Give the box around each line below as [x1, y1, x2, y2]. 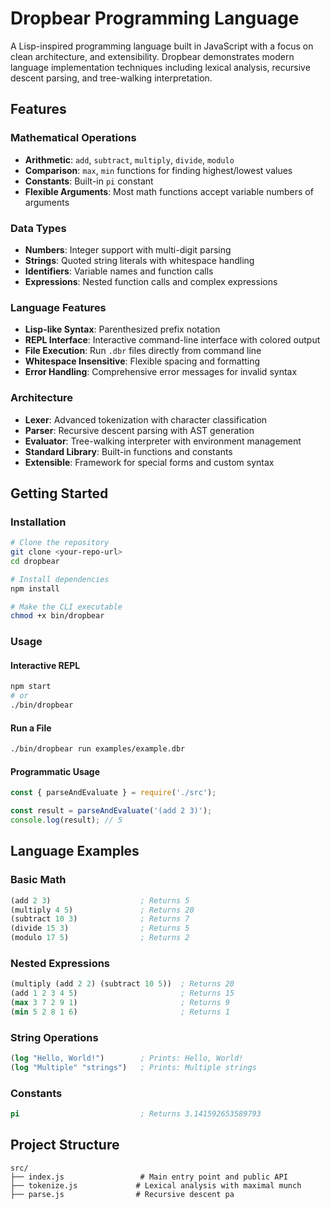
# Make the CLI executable [10, 602, 123, 612]
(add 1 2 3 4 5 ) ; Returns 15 [10, 988, 235, 999]
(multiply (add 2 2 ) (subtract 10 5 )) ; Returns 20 [10, 979, 235, 989]
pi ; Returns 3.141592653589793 [10, 1109, 262, 1119]
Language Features [10, 300, 107, 314]
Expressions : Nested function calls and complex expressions [24, 275, 278, 287]
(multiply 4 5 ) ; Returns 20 [10, 905, 195, 915]
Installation [10, 515, 67, 529]
